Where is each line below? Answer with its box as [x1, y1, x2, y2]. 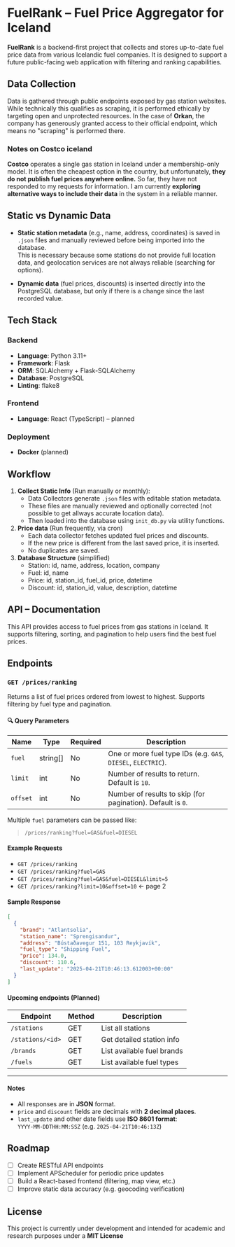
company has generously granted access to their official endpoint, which [7, 119, 218, 127]
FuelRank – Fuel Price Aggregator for [7, 5, 224, 21]
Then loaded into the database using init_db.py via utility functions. [27, 516, 225, 524]
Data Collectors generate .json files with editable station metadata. [27, 494, 222, 502]
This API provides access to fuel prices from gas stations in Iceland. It [7, 622, 208, 631]
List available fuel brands [101, 1045, 183, 1055]
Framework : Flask [17, 358, 71, 367]
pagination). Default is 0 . [108, 797, 188, 807]
